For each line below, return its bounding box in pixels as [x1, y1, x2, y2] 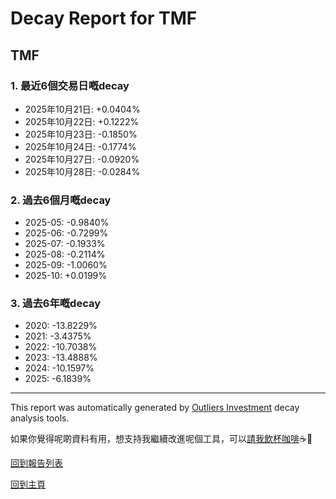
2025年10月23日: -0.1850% [24, 128, 138, 140]
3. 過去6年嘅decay [10, 297, 102, 311]
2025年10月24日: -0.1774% [24, 140, 137, 152]
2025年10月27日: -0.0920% [24, 153, 140, 165]
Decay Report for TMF [10, 7, 198, 30]
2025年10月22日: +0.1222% [24, 115, 140, 127]
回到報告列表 [10, 457, 63, 469]
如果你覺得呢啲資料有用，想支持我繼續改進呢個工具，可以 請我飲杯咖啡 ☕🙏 [10, 433, 313, 445]
